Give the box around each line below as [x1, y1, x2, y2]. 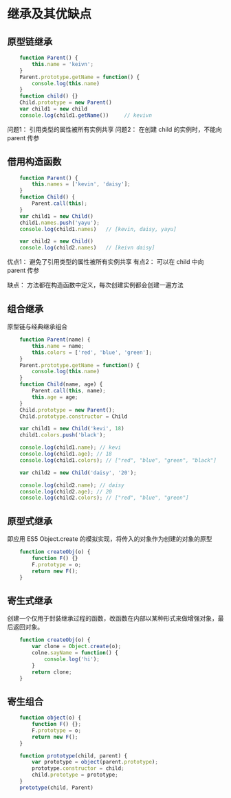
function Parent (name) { [19, 336, 91, 343]
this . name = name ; [32, 342, 85, 349]
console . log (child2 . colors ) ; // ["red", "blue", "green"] [19, 494, 189, 502]
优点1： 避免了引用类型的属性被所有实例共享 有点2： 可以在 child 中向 [7, 258, 204, 266]
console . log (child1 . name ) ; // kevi [19, 444, 122, 451]
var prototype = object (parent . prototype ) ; [32, 759, 158, 766]
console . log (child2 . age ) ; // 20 [19, 488, 112, 495]
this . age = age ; [32, 393, 78, 401]
